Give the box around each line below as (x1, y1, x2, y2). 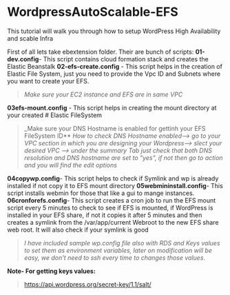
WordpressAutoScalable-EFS (7, 4, 179, 20)
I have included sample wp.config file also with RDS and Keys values (23, 238, 220, 247)
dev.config (7, 54, 39, 63)
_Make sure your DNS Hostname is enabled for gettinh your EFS (23, 124, 206, 132)
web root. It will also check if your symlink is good (7, 225, 149, 234)
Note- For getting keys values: (7, 267, 96, 275)
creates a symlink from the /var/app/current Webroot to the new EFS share (7, 218, 219, 226)
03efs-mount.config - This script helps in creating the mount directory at (7, 103, 217, 112)
